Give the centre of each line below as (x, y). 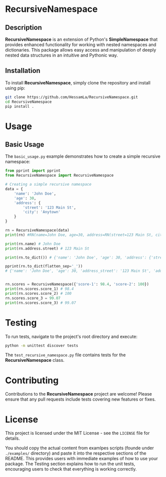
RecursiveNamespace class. (35, 360)
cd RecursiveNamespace (28, 102)
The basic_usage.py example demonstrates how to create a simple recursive (83, 156)
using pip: (15, 88)
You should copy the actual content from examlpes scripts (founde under (80, 448)
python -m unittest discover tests (42, 345)
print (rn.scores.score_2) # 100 (38, 293)
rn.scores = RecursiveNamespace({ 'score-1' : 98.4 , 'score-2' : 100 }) (77, 284)
